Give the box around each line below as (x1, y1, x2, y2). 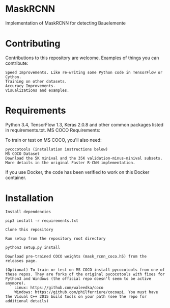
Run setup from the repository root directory (5, 236, 106, 241)
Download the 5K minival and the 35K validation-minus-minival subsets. (5, 156, 163, 161)
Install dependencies (5, 209, 51, 214)
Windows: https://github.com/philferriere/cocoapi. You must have (14, 289, 158, 295)
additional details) (5, 298, 49, 303)
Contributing (5, 38, 61, 49)
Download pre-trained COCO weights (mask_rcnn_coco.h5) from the (5, 253, 147, 259)
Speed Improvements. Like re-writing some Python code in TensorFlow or (5, 70, 163, 75)
